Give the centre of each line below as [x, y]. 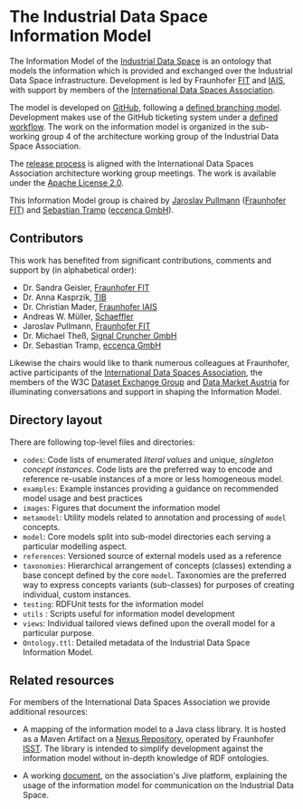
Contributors [47, 239]
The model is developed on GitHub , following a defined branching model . [146, 107]
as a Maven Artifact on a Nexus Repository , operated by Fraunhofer [148, 739]
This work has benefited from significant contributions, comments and [140, 260]
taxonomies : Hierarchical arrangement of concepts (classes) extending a [157, 565]
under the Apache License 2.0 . [67, 182]
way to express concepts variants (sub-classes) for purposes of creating [158, 584]
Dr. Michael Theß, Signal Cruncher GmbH [99, 335]
